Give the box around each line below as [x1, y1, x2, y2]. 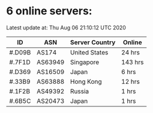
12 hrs [121, 77, 140, 85]
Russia [70, 87, 89, 95]
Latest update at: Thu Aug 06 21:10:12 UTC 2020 [6, 24, 126, 31]
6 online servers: [6, 4, 92, 18]
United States [70, 48, 109, 56]
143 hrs [121, 58, 144, 66]
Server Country [70, 38, 116, 46]
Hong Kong [70, 77, 102, 85]
